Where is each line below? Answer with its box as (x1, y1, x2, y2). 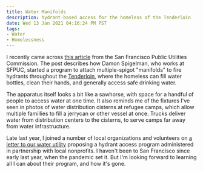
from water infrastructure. (6, 123, 71, 130)
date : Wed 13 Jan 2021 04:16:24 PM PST (6, 20, 107, 26)
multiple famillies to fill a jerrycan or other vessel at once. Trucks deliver (6, 110, 186, 117)
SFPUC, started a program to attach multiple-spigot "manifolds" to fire (6, 66, 182, 73)
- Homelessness (6, 37, 45, 43)
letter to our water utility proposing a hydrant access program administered (6, 141, 194, 148)
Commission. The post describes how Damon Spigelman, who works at (6, 60, 185, 67)
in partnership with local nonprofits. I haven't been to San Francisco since (6, 147, 190, 154)
